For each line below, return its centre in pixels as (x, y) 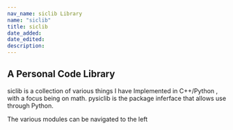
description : (26, 46)
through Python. (30, 106)
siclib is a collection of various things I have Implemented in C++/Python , (113, 90)
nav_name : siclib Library (45, 14)
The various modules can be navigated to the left (78, 119)
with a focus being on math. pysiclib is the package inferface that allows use (117, 98)
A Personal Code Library (61, 74)
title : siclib (28, 26)
